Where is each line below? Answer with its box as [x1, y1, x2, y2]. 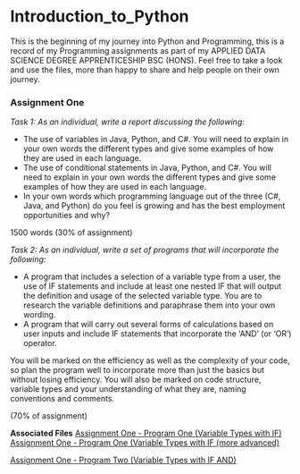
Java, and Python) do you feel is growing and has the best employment [22, 200, 286, 211]
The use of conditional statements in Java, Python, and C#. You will [22, 163, 271, 174]
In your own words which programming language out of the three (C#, [22, 190, 281, 202]
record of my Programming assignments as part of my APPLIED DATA [10, 45, 266, 55]
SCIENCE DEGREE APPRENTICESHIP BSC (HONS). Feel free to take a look [10, 55, 283, 65]
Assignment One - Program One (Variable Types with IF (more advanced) [10, 437, 280, 448]
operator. [22, 338, 57, 349]
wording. [22, 309, 56, 320]
